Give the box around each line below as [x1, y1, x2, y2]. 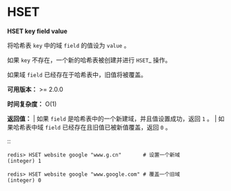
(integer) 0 [7, 177, 41, 183]
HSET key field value [7, 27, 68, 35]
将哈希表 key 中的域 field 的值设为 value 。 [7, 41, 130, 49]
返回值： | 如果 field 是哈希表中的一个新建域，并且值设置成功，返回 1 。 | [7, 114, 217, 123]
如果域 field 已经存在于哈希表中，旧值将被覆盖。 [7, 70, 147, 79]
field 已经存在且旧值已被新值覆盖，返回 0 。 [44, 123, 172, 131]
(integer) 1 [7, 157, 41, 164]
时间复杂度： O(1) [7, 99, 57, 108]
